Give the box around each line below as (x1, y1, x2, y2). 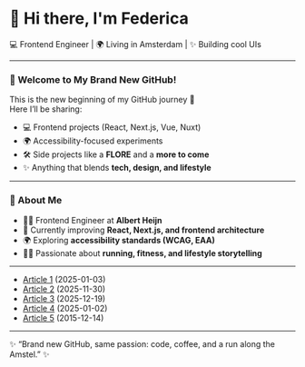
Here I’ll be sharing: (9, 104, 83, 114)
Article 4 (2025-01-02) (22, 303, 108, 313)
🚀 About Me (9, 194, 63, 207)
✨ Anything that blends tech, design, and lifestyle (22, 163, 212, 174)
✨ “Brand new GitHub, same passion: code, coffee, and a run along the (9, 338, 275, 349)
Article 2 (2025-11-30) (22, 283, 106, 294)
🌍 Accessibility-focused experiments (22, 135, 163, 146)
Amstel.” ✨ (9, 349, 50, 360)
